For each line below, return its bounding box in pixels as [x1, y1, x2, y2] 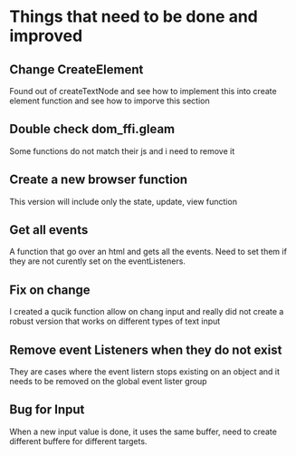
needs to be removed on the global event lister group [9, 376, 207, 387]
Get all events [9, 222, 89, 238]
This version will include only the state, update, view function [9, 196, 238, 207]
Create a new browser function [9, 172, 188, 188]
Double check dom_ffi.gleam [9, 121, 176, 137]
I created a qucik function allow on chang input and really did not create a [9, 306, 284, 317]
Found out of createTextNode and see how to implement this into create [9, 86, 278, 96]
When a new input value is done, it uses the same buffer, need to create [9, 426, 278, 437]
